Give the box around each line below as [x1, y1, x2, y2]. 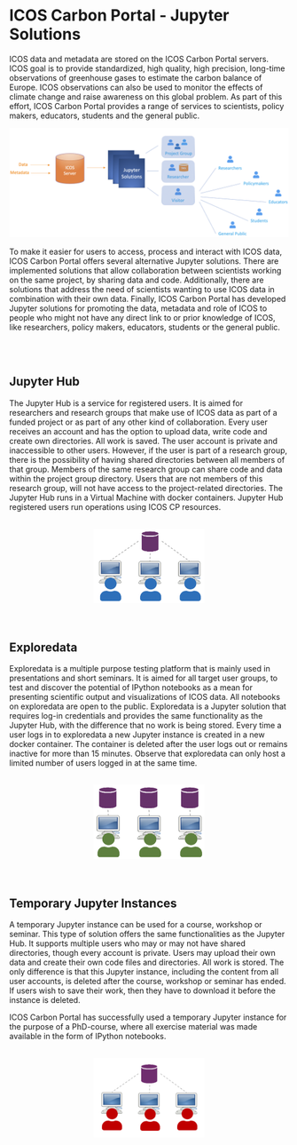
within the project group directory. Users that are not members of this [9, 473, 263, 484]
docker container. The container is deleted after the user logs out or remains [9, 738, 288, 749]
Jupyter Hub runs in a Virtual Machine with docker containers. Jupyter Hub [9, 492, 284, 503]
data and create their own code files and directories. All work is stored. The [9, 957, 285, 968]
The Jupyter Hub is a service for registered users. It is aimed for [9, 397, 244, 409]
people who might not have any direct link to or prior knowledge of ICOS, [9, 312, 277, 322]
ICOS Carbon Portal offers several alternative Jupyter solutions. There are [9, 255, 279, 266]
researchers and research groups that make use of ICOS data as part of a [9, 407, 277, 417]
